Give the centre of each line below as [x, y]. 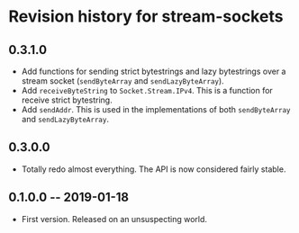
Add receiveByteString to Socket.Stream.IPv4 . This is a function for [147, 90]
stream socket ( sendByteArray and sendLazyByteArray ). [122, 81]
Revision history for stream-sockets [146, 17]
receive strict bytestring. [67, 100]
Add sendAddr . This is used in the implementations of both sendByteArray [156, 109]
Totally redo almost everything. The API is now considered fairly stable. [154, 169]
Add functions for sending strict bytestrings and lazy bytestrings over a [154, 71]
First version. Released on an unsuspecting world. [114, 219]
